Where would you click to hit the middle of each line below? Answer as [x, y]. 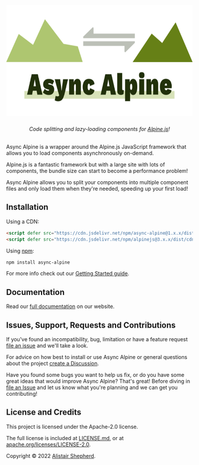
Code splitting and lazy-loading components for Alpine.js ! [99, 129]
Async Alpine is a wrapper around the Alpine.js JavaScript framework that [96, 146]
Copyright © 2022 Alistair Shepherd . [51, 456]
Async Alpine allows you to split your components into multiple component [97, 182]
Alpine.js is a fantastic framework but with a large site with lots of [86, 164]
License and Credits [44, 413]
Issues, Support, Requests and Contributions [91, 325]
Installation [27, 207]
